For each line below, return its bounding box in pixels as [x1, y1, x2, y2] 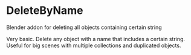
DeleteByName [6, 4, 83, 18]
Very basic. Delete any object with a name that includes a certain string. [6, 35, 186, 42]
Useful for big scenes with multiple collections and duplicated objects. [6, 42, 181, 49]
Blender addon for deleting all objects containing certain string [6, 24, 162, 31]
